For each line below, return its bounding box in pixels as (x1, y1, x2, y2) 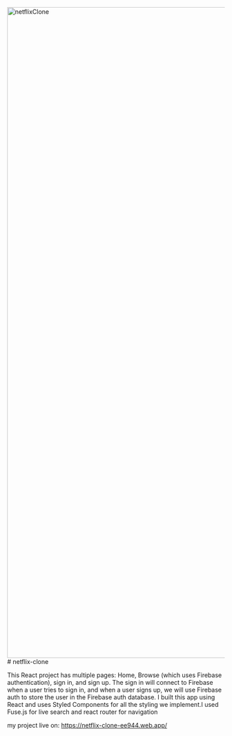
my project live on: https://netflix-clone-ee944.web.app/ (7, 721, 168, 729)
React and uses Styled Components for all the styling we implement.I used (7, 701, 219, 708)
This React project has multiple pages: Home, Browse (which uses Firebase (7, 671, 222, 679)
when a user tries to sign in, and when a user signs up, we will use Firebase (7, 685, 222, 694)
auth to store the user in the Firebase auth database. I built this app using (7, 693, 215, 701)
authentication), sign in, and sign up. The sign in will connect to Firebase (7, 679, 213, 686)
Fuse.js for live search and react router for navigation (7, 708, 158, 716)
